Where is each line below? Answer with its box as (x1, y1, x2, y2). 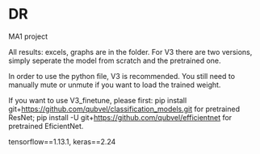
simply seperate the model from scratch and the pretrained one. (8, 56, 221, 65)
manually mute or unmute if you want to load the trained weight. (8, 80, 221, 89)
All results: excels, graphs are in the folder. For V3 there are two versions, (8, 47, 253, 56)
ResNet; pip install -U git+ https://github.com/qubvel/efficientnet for (8, 112, 233, 122)
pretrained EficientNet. (8, 121, 84, 131)
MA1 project (8, 31, 48, 41)
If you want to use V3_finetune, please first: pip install (8, 95, 187, 105)
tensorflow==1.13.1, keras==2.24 (8, 136, 116, 146)
